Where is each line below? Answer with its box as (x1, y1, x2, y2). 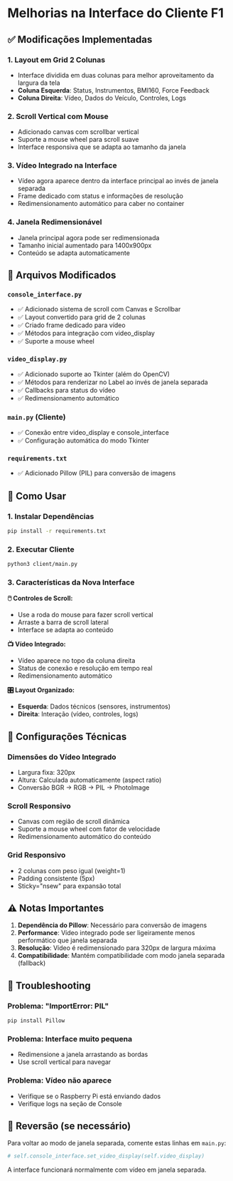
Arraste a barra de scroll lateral (17, 618, 109, 626)
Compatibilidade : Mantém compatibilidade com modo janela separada (17, 951, 225, 960)
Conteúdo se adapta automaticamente (17, 248, 130, 257)
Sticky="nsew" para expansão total (17, 882, 121, 890)
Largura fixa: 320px (17, 768, 76, 777)
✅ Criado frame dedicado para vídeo (17, 321, 126, 329)
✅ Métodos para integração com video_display (17, 329, 155, 338)
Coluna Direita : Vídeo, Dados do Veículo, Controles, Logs (17, 93, 187, 102)
